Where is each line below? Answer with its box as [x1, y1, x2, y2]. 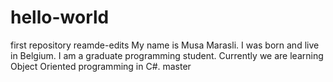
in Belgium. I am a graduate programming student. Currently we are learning [10, 49, 324, 61]
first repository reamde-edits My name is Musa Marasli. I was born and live [10, 39, 320, 51]
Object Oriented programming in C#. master [10, 60, 192, 72]
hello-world [10, 6, 110, 29]
